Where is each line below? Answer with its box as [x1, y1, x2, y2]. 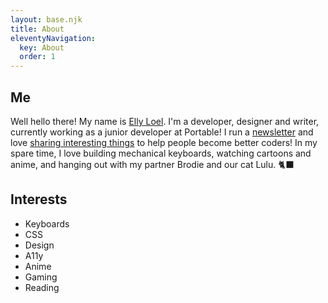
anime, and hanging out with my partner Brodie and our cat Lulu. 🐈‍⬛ [10, 158, 295, 170]
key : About [19, 42, 65, 53]
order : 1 [19, 52, 56, 62]
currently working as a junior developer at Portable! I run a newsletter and [10, 126, 314, 138]
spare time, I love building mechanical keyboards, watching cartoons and [10, 147, 312, 159]
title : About [10, 24, 65, 34]
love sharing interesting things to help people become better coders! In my [10, 136, 318, 148]
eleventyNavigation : [10, 33, 97, 43]
